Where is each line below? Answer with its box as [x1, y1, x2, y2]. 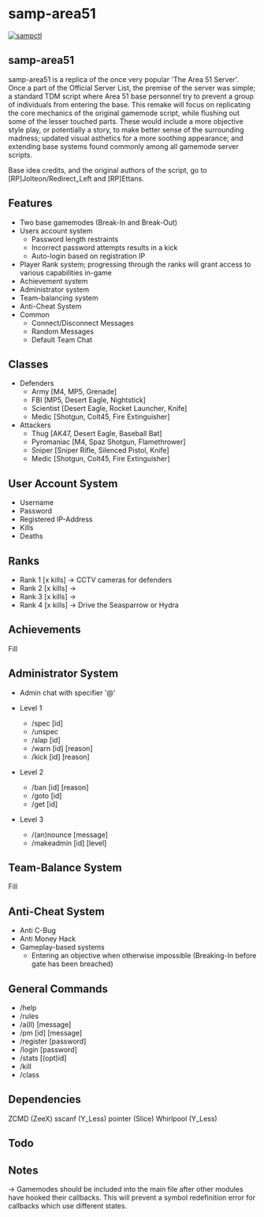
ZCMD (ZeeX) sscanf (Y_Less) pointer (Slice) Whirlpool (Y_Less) [8, 1114, 218, 1123]
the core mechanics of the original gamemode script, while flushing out [8, 108, 240, 118]
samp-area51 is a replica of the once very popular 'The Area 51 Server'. [8, 74, 240, 84]
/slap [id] [31, 735, 61, 745]
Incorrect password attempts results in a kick [31, 242, 178, 252]
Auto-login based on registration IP [31, 251, 146, 260]
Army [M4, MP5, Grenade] [31, 387, 117, 397]
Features [8, 196, 53, 210]
